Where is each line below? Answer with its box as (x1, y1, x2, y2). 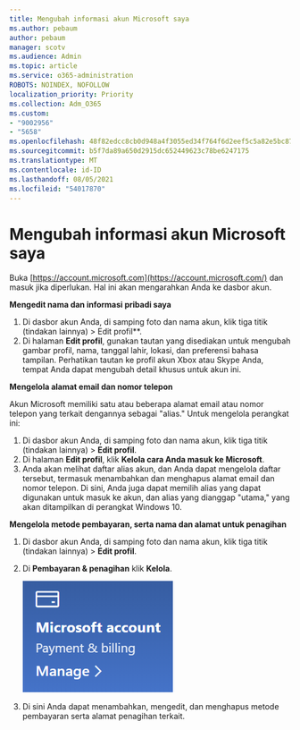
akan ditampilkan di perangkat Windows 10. (21, 502, 183, 513)
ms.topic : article (9, 62, 78, 71)
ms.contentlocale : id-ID (9, 166, 102, 174)
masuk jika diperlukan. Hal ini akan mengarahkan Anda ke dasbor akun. (9, 282, 272, 293)
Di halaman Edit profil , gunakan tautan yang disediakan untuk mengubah (21, 335, 291, 346)
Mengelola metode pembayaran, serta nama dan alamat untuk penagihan (9, 519, 287, 530)
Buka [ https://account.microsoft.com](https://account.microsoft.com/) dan (9, 273, 284, 284)
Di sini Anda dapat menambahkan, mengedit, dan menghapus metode (21, 701, 279, 712)
